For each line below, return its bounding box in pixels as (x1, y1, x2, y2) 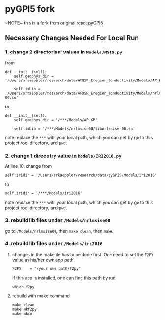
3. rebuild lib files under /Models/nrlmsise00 (5, 217, 110, 224)
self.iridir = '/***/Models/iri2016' (5, 190, 82, 196)
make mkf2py (12, 307, 37, 312)
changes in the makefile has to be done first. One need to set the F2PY (12, 251, 154, 257)
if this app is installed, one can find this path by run (12, 275, 116, 281)
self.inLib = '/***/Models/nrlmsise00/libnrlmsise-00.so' (14, 126, 135, 131)
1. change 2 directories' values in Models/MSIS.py (5, 49, 123, 55)
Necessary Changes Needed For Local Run (5, 34, 139, 42)
